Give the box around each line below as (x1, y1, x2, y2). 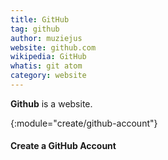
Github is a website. (10, 97, 93, 110)
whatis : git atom (10, 61, 83, 71)
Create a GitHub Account (10, 140, 117, 152)
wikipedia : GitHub (10, 52, 87, 62)
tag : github (10, 24, 60, 34)
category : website (10, 71, 87, 81)
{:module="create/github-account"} (10, 117, 158, 129)
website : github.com (10, 42, 97, 53)
